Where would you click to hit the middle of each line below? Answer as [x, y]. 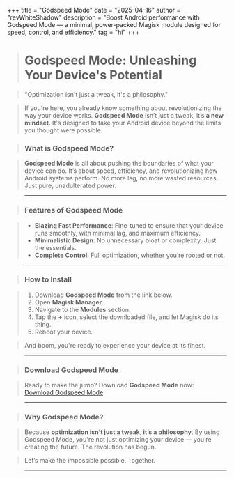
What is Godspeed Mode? [69, 148]
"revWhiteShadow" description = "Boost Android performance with [103, 17]
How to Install [48, 279]
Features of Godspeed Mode [73, 210]
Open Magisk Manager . [69, 302]
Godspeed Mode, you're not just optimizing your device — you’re [118, 440]
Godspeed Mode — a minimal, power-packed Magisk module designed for [114, 25]
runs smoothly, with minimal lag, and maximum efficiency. [117, 233]
